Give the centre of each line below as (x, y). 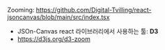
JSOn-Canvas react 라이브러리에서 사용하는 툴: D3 (88, 31)
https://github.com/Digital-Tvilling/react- (94, 10)
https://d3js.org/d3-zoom (54, 39)
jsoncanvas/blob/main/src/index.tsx (58, 17)
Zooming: (21, 10)
